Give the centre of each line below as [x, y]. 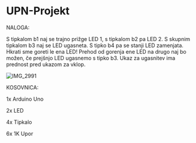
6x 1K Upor [20, 133]
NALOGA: [18, 27]
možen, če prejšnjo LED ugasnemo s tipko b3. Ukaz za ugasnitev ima [91, 58]
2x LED [15, 110]
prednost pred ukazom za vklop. [46, 64]
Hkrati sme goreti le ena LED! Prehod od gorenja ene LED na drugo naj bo [96, 51]
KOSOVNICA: [22, 87]
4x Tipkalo [19, 122]
